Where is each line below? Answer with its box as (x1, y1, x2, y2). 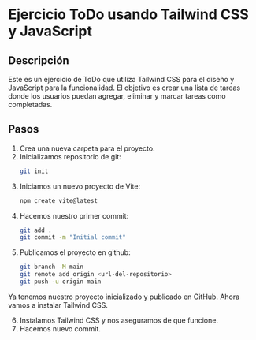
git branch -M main (19, 263, 84, 271)
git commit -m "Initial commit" (19, 234, 126, 241)
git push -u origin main (19, 278, 102, 286)
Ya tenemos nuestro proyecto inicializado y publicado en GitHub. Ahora (8, 292, 240, 301)
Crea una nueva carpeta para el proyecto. (19, 144, 155, 153)
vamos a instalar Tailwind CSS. (8, 300, 108, 309)
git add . (19, 226, 53, 234)
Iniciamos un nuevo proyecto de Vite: (19, 181, 140, 191)
